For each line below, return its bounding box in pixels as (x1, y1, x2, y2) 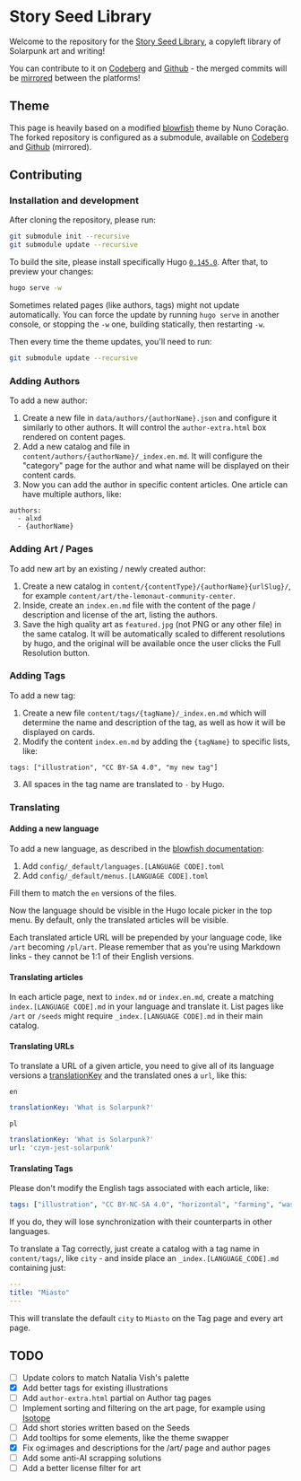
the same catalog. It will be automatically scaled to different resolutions (21, 628, 286, 639)
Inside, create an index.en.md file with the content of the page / (21, 600, 256, 610)
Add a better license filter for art (21, 1463, 142, 1473)
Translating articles (9, 971, 83, 982)
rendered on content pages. (21, 432, 126, 443)
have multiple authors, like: (21, 489, 122, 500)
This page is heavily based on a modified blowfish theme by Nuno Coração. (9, 122, 289, 133)
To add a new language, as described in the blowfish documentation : (9, 843, 264, 854)
